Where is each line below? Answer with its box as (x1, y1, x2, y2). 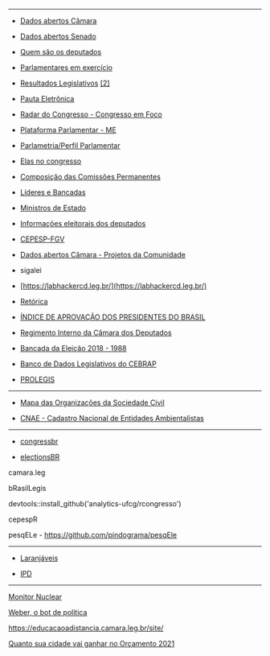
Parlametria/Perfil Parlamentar (19, 141, 121, 150)
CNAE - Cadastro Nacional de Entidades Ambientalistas (19, 414, 205, 423)
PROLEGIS (19, 375, 55, 384)
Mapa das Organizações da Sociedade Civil (19, 398, 165, 407)
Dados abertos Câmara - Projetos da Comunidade (19, 250, 186, 259)
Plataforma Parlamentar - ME (19, 126, 117, 134)
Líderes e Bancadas (19, 188, 86, 197)
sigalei (19, 266, 42, 274)
